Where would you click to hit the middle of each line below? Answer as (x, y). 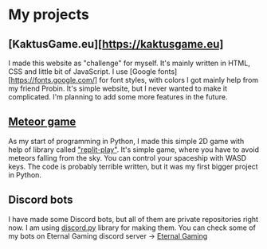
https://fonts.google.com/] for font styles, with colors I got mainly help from (135, 80)
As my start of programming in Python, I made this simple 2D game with (126, 141)
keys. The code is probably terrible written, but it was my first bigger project (133, 166)
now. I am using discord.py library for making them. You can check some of (132, 228)
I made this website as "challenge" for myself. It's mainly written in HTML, (130, 63)
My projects (49, 15)
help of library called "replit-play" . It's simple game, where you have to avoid (134, 150)
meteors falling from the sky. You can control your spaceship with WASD (128, 158)
